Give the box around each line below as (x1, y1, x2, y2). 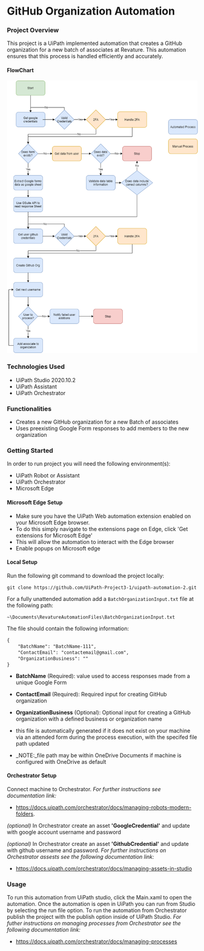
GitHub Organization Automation (7, 4, 175, 18)
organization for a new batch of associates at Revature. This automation (7, 46, 186, 53)
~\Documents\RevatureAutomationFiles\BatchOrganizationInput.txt (7, 614, 175, 620)
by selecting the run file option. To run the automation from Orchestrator (7, 907, 187, 914)
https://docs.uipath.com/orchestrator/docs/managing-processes (15, 938, 177, 946)
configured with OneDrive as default (15, 758, 107, 765)
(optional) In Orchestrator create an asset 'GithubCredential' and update (7, 840, 189, 847)
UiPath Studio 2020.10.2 (15, 376, 76, 383)
